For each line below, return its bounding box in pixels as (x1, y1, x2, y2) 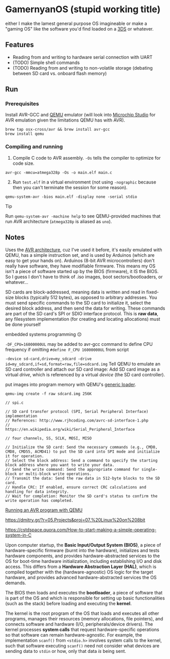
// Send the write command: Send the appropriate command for (5, 467, 140, 472)
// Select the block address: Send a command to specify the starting (5, 458, 158, 463)
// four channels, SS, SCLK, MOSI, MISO (5, 436, 92, 441)
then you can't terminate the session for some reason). (12, 184, 128, 190)
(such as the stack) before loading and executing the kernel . (5, 600, 132, 606)
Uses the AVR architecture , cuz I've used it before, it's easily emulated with (5, 247, 162, 253)
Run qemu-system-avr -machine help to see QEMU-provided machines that (5, 213, 161, 219)
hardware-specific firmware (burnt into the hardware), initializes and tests (5, 547, 160, 553)
